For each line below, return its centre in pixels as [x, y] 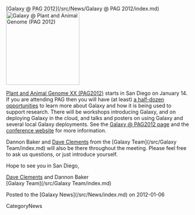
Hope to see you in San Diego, [43, 165]
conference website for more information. [56, 130]
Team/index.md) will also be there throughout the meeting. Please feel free [96, 148]
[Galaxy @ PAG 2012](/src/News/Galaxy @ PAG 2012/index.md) [83, 8]
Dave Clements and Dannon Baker [47, 177]
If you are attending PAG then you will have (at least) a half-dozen [85, 99]
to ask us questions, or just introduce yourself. [62, 154]
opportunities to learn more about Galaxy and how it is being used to [89, 105]
